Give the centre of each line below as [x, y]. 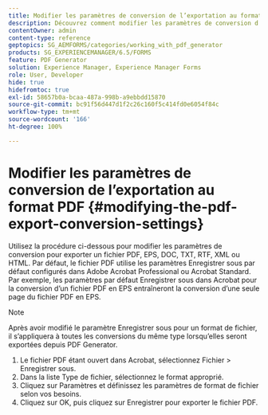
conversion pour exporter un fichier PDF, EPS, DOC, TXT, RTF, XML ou [124, 254]
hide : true [26, 82]
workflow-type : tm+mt [44, 112]
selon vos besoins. [51, 393]
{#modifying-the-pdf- [162, 207]
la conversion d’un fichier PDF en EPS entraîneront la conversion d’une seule [134, 288]
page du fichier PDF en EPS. [55, 296]
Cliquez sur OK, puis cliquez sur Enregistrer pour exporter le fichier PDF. [139, 402]
